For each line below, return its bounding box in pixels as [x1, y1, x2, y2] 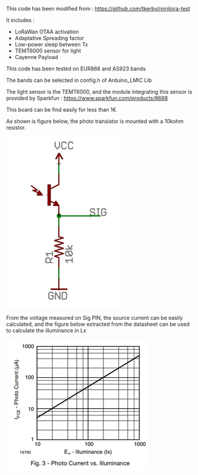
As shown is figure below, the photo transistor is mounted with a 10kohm [6, 118, 184, 125]
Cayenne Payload [14, 54, 58, 60]
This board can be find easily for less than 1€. [6, 106, 118, 113]
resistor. [6, 124, 26, 131]
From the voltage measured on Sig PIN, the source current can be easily [6, 314, 183, 321]
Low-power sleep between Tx [14, 41, 88, 48]
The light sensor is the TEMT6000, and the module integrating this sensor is [6, 88, 193, 95]
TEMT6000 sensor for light [14, 47, 81, 54]
